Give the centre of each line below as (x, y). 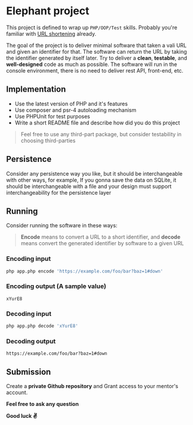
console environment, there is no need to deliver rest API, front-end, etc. (95, 70)
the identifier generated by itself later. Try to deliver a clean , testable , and (96, 58)
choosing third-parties (48, 140)
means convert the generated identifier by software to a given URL (102, 243)
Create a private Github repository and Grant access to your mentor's (92, 386)
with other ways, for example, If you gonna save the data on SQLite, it (91, 180)
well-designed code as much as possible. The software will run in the (92, 64)
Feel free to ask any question (42, 404)
